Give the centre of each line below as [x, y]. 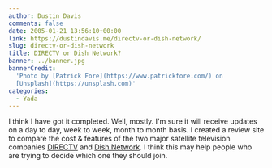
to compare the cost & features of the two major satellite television [119, 139]
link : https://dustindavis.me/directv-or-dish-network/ [105, 38]
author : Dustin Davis [45, 16]
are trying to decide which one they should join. [88, 156]
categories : [28, 91]
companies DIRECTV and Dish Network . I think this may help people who [130, 147]
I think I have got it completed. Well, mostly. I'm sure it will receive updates [133, 121]
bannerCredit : [32, 69]
